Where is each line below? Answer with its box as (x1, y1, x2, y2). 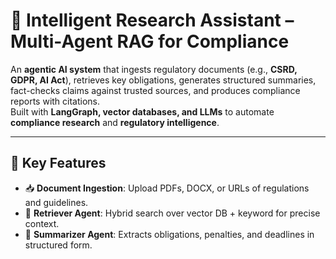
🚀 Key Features (10, 155, 107, 172)
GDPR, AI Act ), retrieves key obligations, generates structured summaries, (10, 74, 317, 86)
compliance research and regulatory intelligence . (10, 116, 220, 128)
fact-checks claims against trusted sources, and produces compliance (10, 84, 301, 96)
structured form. (24, 239, 93, 251)
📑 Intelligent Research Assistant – (10, 9, 295, 32)
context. (24, 217, 60, 229)
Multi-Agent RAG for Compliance (10, 30, 290, 53)
